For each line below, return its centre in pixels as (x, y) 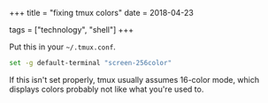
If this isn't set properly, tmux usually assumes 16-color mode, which (134, 79)
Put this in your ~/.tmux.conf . (63, 47)
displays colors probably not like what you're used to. (107, 89)
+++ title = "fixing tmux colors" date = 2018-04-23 (102, 13)
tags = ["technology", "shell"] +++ (72, 29)
